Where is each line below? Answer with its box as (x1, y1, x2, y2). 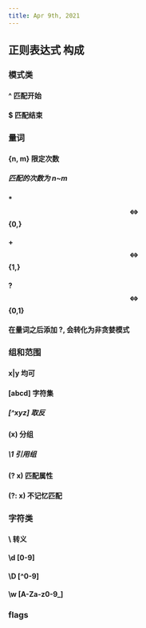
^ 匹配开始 (8, 90, 42, 100)
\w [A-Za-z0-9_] (8, 590, 64, 599)
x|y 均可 (8, 368, 36, 378)
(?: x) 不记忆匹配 (8, 491, 62, 501)
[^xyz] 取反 (8, 408, 45, 418)
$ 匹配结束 (8, 110, 43, 120)
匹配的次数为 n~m (8, 174, 68, 183)
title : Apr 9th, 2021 (8, 11, 81, 20)
